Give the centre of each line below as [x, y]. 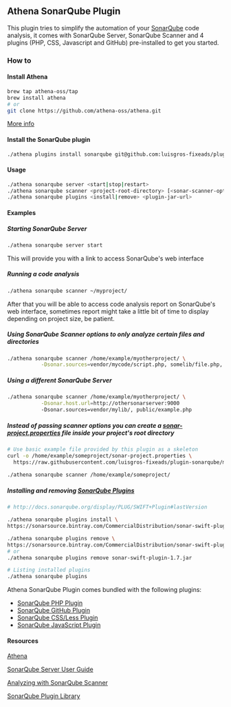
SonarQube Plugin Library [44, 696]
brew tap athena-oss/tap [43, 91]
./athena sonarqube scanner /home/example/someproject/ [89, 475]
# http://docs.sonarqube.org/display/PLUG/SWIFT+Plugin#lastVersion [107, 507]
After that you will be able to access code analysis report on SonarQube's [111, 304]
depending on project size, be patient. [61, 318]
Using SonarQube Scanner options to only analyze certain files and [106, 334]
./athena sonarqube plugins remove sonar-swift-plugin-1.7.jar [100, 557]
